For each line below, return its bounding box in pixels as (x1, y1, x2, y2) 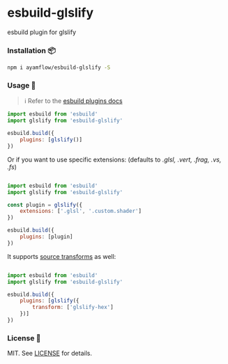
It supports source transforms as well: (7, 252, 116, 260)
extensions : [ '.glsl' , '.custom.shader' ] (20, 207, 142, 215)
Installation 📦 (7, 45, 56, 55)
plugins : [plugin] (20, 233, 73, 241)
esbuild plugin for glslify (7, 28, 77, 36)
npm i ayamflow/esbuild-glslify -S (7, 64, 111, 71)
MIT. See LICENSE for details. (7, 349, 93, 358)
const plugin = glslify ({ (7, 201, 82, 208)
